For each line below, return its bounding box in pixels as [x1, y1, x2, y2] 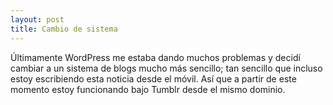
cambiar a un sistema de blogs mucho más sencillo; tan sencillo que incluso [10, 62, 323, 74]
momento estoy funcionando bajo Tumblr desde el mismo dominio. [10, 83, 286, 95]
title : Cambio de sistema [10, 24, 118, 34]
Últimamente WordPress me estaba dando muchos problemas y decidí [10, 51, 301, 63]
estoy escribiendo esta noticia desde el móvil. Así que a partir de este [10, 72, 297, 85]
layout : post [10, 14, 65, 25]
